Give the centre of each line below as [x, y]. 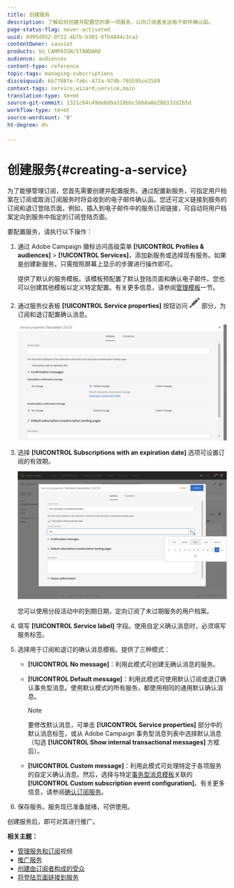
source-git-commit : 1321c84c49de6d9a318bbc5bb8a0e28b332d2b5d [99, 103]
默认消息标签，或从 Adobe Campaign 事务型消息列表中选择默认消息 [124, 734]
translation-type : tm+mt [43, 95]
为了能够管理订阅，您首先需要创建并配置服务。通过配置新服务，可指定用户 [114, 190]
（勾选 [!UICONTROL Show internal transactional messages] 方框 [124, 742]
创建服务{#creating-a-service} [97, 170]
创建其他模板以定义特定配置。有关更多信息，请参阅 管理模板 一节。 [124, 287]
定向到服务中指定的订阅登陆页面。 [62, 217]
